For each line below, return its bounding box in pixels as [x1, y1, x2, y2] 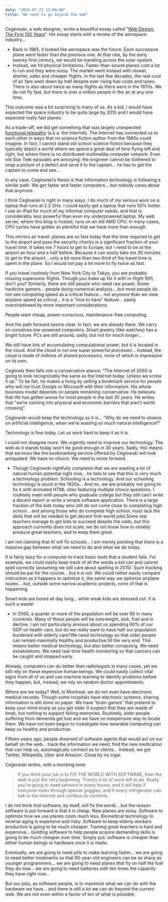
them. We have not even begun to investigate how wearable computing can [5, 721, 161, 727]
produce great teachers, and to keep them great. [12, 529, 113, 535]
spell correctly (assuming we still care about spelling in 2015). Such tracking [5, 564, 162, 570]
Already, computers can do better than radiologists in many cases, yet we [5, 663, 157, 669]
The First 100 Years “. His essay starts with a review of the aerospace [5, 31, 147, 37]
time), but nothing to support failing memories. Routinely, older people [5, 710, 150, 716]
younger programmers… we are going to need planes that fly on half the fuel [5, 860, 163, 866]
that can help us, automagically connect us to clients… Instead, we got [5, 746, 151, 752]
